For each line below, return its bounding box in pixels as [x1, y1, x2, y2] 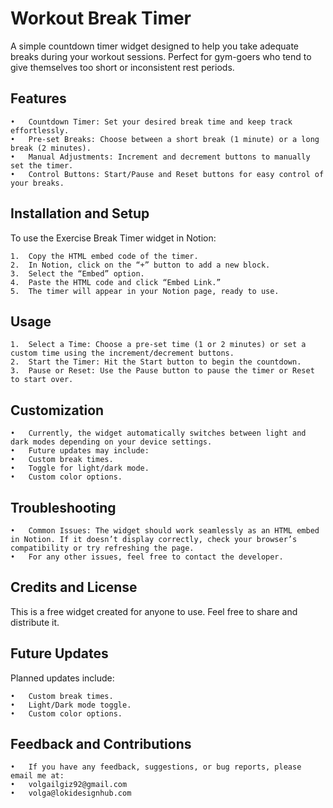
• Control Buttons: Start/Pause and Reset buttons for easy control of [10, 169, 325, 179]
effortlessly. [10, 125, 70, 136]
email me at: [10, 771, 65, 781]
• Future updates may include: [10, 446, 150, 456]
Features [10, 90, 67, 107]
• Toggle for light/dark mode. [10, 463, 150, 474]
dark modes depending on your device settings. [10, 437, 213, 447]
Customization [10, 402, 105, 419]
